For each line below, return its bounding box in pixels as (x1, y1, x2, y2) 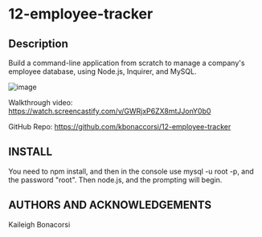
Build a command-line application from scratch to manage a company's (8, 58, 245, 67)
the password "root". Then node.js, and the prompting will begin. (8, 174, 223, 185)
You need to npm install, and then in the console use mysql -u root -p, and (8, 166, 255, 176)
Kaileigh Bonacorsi (8, 219, 71, 229)
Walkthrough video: (8, 98, 73, 107)
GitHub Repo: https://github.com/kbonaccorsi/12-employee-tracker (8, 122, 231, 131)
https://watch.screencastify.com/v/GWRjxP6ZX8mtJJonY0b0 (8, 106, 211, 116)
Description (8, 37, 68, 51)
